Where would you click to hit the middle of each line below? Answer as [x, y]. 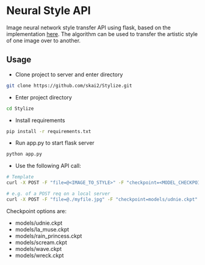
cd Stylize [20, 108]
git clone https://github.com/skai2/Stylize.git [69, 85]
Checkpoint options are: [37, 211]
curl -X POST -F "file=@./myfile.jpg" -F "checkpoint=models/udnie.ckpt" [102, 199]
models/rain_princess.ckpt [49, 236]
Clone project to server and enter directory [69, 74]
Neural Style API [49, 11]
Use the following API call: [48, 166]
